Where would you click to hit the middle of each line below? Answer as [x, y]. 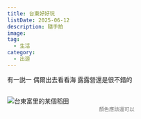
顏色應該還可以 [117, 110]
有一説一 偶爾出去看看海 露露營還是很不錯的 [70, 79]
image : [17, 33]
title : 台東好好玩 [31, 14]
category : [22, 53]
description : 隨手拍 [35, 26]
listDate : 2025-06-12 [39, 20]
